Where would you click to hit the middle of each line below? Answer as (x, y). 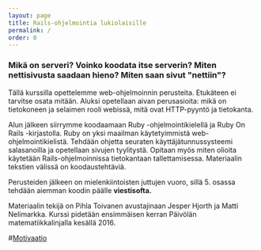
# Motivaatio (28, 237)
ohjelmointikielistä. (38, 141)
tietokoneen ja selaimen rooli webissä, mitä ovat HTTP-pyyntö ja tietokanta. (131, 109)
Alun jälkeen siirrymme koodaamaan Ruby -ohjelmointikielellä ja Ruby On (127, 124)
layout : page (30, 15)
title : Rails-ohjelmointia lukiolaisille (78, 23)
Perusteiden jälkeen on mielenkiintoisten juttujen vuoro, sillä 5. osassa (122, 182)
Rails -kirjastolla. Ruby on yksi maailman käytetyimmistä (99, 133)
